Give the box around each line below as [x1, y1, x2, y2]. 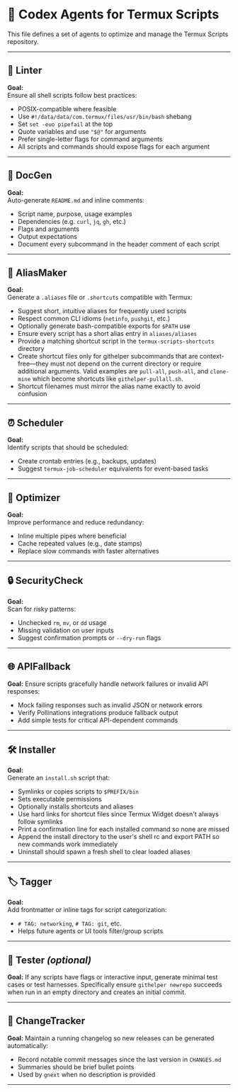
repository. [7, 37, 39, 45]
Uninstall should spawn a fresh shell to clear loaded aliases [17, 848, 191, 856]
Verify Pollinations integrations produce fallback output [17, 708, 178, 716]
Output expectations [17, 232, 78, 240]
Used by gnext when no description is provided [17, 1070, 156, 1079]
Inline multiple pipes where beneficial [17, 531, 127, 540]
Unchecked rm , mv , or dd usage [17, 618, 107, 626]
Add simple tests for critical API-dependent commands [17, 716, 178, 724]
